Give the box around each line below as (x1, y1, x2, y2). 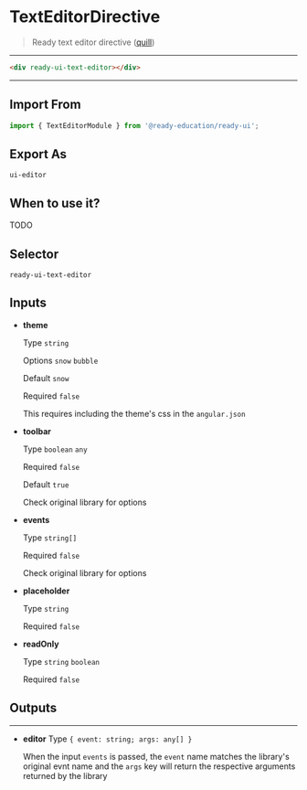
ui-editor (9, 171, 48, 180)
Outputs (9, 700, 58, 716)
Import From (9, 97, 81, 112)
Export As (9, 146, 67, 162)
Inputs (9, 295, 48, 311)
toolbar (22, 425, 52, 436)
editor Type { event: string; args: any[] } (22, 733, 193, 744)
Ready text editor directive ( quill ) (31, 37, 155, 48)
